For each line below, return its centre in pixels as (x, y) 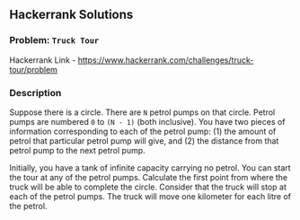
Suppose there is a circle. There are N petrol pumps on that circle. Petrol (142, 112)
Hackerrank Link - (43, 60)
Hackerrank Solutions (71, 15)
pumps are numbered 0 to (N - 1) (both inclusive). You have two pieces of (147, 121)
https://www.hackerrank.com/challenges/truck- (166, 60)
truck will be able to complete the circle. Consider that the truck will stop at (148, 187)
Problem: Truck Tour (54, 40)
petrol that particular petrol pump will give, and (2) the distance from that (144, 141)
